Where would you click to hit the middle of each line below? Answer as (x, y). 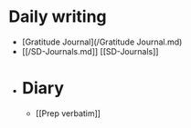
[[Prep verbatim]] (68, 113)
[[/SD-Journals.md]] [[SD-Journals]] (90, 51)
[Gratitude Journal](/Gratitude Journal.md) (102, 42)
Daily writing (58, 17)
